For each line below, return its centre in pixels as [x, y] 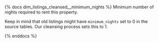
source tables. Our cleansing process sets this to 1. [56, 27]
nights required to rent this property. [41, 12]
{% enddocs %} [21, 36]
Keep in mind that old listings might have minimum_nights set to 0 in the [76, 21]
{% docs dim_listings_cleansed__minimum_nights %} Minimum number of [79, 7]
